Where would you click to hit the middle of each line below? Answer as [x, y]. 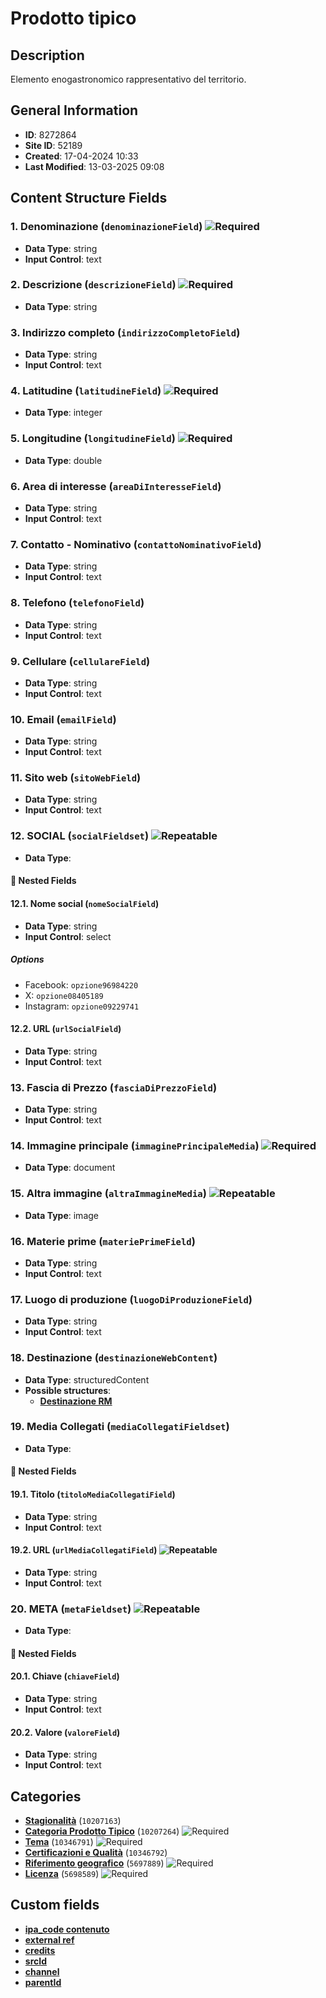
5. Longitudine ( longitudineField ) [93, 439]
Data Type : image [61, 1215]
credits [40, 1950]
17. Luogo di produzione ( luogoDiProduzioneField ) [131, 1299]
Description [47, 55]
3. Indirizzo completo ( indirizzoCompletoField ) [125, 332]
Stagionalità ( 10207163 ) [73, 1820]
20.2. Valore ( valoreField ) [65, 1732]
